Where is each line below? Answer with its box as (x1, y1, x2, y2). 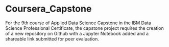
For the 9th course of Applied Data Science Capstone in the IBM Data (5, 20, 152, 26)
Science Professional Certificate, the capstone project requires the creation (5, 25, 164, 31)
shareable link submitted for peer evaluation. (5, 36, 100, 42)
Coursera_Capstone (5, 3, 92, 15)
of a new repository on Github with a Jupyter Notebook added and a (5, 30, 149, 36)
